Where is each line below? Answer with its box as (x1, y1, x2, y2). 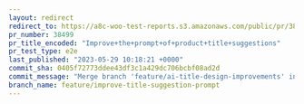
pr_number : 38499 (8, 30, 74, 39)
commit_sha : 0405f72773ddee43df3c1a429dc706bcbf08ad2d (8, 64, 221, 73)
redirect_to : (8, 22, 58, 31)
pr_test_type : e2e (8, 47, 78, 56)
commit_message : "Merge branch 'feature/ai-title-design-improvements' (8, 72, 285, 81)
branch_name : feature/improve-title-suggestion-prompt (8, 80, 221, 90)
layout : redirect (8, 13, 74, 23)
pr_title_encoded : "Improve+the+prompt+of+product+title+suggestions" (8, 38, 281, 48)
